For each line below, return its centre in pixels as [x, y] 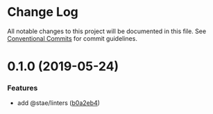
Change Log [43, 12]
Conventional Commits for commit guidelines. [72, 38]
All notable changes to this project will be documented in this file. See [107, 31]
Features [23, 88]
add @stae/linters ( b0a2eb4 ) [59, 103]
